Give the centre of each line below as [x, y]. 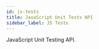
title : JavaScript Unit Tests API [50, 17]
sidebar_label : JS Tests [37, 23]
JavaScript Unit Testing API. [41, 40]
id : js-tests [23, 12]
